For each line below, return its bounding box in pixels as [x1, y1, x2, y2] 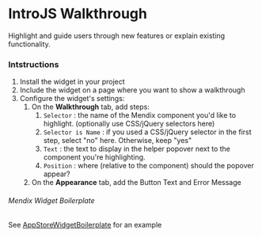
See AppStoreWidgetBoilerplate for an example [8, 220, 162, 230]
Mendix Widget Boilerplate [8, 195, 95, 205]
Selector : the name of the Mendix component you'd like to [43, 111, 236, 120]
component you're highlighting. [43, 152, 146, 162]
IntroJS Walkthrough [8, 5, 148, 23]
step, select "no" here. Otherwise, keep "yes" [43, 136, 192, 145]
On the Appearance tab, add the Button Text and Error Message [31, 178, 241, 187]
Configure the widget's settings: [19, 94, 125, 103]
